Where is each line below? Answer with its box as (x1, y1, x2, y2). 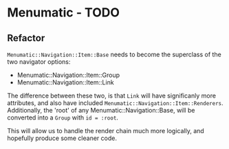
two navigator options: (7, 58, 71, 66)
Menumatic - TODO (7, 5, 120, 21)
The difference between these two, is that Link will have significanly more (7, 91, 217, 100)
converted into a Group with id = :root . (7, 113, 119, 122)
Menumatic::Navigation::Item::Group (17, 71, 120, 79)
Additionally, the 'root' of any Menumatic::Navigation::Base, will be (7, 106, 195, 114)
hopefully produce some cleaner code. (7, 134, 117, 142)
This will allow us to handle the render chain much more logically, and (7, 127, 204, 135)
